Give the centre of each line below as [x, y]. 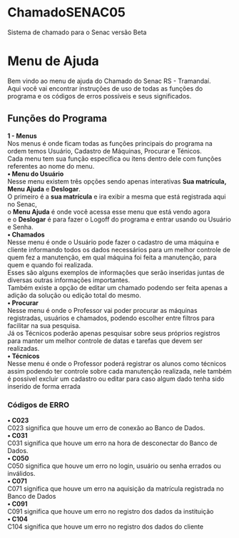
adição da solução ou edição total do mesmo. [74, 295]
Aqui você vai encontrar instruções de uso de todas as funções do [105, 88]
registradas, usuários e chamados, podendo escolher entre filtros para [111, 318]
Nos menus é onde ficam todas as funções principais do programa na [110, 143]
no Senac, [22, 204]
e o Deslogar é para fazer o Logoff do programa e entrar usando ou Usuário [119, 219]
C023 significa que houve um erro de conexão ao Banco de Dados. [106, 428]
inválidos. [21, 473]
